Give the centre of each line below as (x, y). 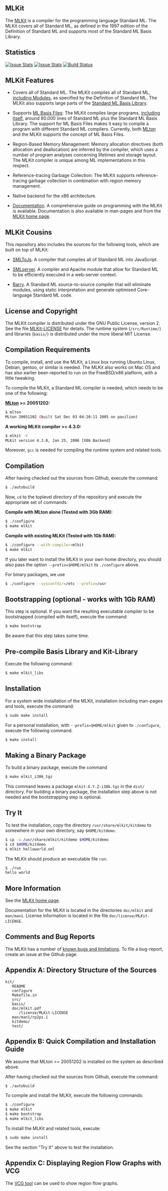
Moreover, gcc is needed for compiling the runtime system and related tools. (83, 450)
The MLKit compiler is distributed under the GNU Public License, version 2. (83, 323)
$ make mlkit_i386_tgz (29, 777)
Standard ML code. (53, 295)
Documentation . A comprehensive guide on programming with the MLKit (87, 206)
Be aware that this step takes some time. (47, 636)
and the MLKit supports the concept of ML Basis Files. (68, 134)
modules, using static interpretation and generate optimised (74, 290)
